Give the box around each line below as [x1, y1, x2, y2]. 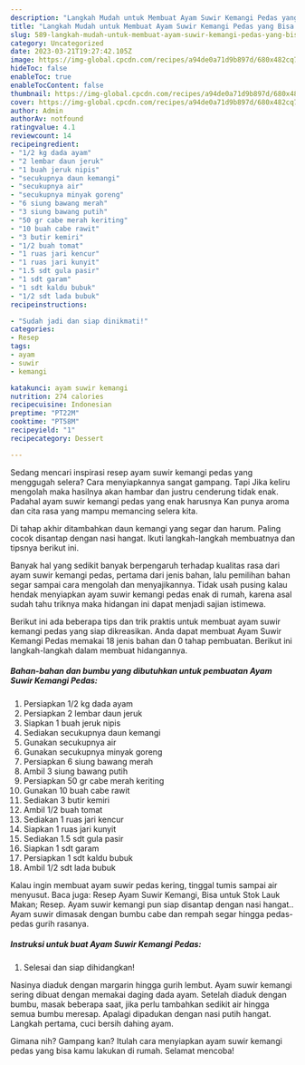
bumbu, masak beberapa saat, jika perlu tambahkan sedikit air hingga [10, 999, 270, 1010]
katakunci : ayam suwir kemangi [10, 383, 129, 393]
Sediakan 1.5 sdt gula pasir [23, 833, 124, 844]
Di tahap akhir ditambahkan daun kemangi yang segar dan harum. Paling [10, 523, 281, 533]
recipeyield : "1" [10, 425, 76, 435]
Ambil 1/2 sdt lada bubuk [23, 862, 116, 873]
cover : [10, 97, 35, 107]
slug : [10, 30, 31, 39]
